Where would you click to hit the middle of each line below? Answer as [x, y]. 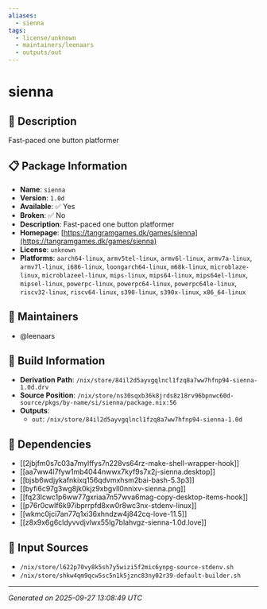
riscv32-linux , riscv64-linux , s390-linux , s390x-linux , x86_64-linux [133, 292]
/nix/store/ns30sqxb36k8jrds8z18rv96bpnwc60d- [155, 396]
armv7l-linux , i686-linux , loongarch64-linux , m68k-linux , [114, 266]
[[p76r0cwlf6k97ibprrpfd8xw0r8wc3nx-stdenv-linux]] [108, 506]
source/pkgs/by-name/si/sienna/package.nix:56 [98, 403]
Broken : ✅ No [43, 215]
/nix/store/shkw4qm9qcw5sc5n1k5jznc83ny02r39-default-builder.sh [130, 576]
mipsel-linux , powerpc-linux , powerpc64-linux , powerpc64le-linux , [128, 283]
